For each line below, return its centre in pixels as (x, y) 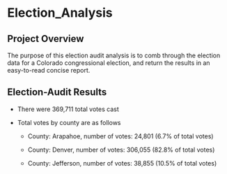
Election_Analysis (60, 13)
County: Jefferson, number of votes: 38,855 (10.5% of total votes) (122, 163)
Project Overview (46, 39)
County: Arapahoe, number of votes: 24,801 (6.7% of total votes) (120, 136)
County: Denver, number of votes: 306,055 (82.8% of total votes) (121, 150)
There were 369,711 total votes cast (68, 109)
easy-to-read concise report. (49, 70)
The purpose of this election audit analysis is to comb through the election (114, 55)
